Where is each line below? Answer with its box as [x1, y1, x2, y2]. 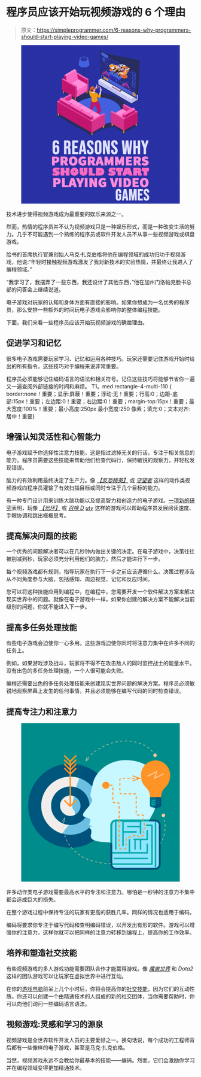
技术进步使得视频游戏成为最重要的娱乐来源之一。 [6, 210, 127, 217]
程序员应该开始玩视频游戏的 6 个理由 [6, 5, 186, 19]
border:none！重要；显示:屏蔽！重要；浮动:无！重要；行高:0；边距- [6, 390, 173, 397]
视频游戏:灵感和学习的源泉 [6, 1020, 103, 1030]
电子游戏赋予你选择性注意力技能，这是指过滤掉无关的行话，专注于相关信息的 [6, 449, 195, 456]
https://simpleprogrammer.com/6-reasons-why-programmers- [36, 26, 191, 34]
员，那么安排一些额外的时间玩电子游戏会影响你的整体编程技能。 [6, 306, 163, 313]
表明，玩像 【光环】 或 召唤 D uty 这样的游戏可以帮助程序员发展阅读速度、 [11, 504, 194, 512]
